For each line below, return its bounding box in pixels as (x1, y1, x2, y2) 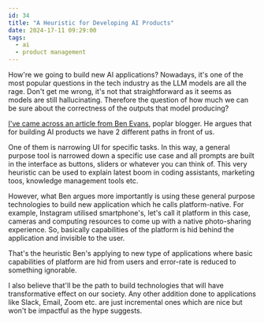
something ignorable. (8, 265, 77, 275)
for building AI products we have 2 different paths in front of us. (8, 127, 215, 137)
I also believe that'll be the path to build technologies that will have (8, 281, 225, 290)
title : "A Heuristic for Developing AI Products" (8, 19, 175, 27)
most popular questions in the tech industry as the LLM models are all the (8, 78, 247, 88)
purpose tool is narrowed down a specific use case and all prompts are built (8, 151, 255, 160)
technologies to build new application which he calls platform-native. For (8, 200, 244, 209)
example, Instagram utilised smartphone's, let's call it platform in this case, (8, 208, 251, 217)
